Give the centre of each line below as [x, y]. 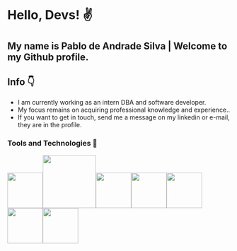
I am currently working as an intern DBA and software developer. [112, 103]
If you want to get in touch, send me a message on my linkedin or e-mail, [123, 117]
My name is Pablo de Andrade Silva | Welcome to [117, 46]
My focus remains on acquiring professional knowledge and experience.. [124, 110]
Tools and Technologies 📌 [52, 144]
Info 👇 [21, 82]
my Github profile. [48, 57]
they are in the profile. [50, 125]
